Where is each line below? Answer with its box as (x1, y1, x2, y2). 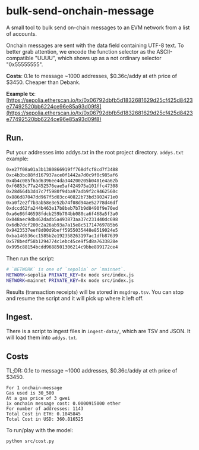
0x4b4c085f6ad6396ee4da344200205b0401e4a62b (6, 178, 118, 184)
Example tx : (6, 90, 36, 97)
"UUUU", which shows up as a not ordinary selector (34, 54, 162, 61)
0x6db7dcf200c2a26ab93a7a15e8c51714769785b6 (6, 222, 118, 228)
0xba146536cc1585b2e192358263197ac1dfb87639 (6, 233, 118, 239)
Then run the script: (6, 255, 55, 262)
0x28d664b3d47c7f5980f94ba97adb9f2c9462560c (6, 189, 118, 195)
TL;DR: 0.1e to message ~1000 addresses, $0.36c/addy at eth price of (6, 367, 178, 374)
